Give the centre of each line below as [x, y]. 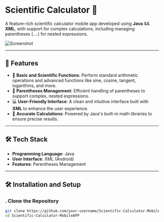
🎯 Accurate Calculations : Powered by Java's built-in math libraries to [82, 113]
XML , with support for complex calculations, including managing [70, 28]
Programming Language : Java [43, 154]
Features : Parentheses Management [49, 164]
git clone [15, 211]
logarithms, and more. [34, 86]
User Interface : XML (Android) [43, 159]
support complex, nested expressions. [51, 96]
